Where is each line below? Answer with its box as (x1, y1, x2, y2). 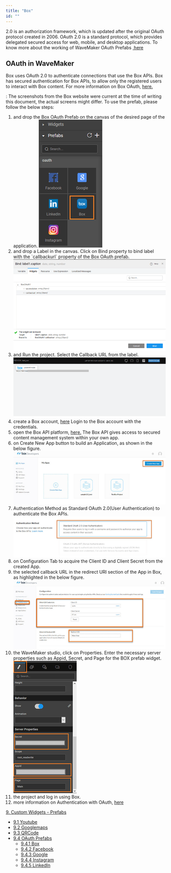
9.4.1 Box (20, 840, 40, 847)
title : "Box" (6, 8, 33, 13)
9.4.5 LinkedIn (20, 862, 51, 868)
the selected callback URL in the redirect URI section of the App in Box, (13, 569, 162, 575)
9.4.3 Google (20, 852, 48, 858)
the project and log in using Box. (13, 794, 81, 800)
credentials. (13, 424, 38, 430)
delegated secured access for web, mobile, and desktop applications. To (6, 39, 158, 45)
